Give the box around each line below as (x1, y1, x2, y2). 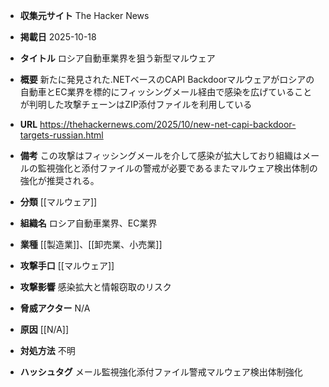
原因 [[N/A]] (19, 324, 70, 335)
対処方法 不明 (19, 345, 76, 356)
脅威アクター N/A (19, 302, 91, 314)
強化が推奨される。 (19, 175, 100, 186)
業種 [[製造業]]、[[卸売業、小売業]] (19, 239, 163, 250)
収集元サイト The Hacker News (19, 10, 150, 21)
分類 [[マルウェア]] (19, 196, 98, 208)
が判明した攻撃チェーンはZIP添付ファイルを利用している (19, 99, 253, 110)
